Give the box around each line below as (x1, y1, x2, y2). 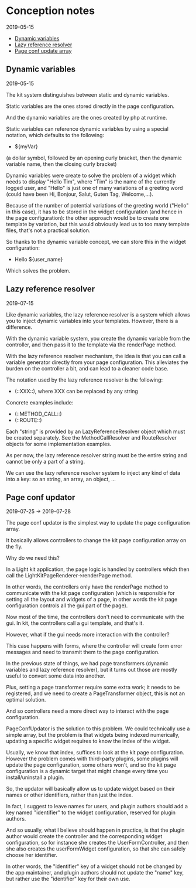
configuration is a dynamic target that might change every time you (6, 768, 169, 775)
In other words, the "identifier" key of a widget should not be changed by (6, 863, 183, 870)
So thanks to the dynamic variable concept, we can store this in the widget (6, 238, 186, 245)
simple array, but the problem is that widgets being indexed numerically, (6, 732, 180, 739)
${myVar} (14, 142, 38, 150)
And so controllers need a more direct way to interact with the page (6, 707, 169, 715)
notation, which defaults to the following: (6, 131, 104, 138)
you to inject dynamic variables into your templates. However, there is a (6, 317, 178, 324)
